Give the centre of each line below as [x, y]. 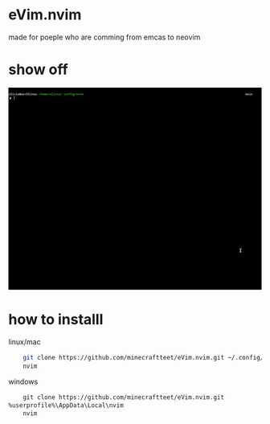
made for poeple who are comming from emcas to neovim [104, 37]
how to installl [56, 320]
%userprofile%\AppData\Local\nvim [66, 405]
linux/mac [25, 342]
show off [38, 70]
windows [23, 381]
